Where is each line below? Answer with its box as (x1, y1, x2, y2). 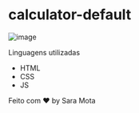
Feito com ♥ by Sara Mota (8, 95, 96, 105)
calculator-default (8, 6, 132, 24)
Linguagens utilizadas (8, 47, 81, 57)
